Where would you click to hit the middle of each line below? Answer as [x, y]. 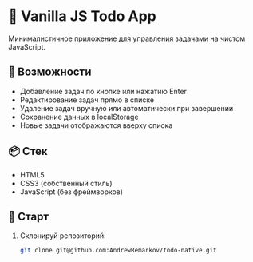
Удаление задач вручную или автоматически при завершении [126, 108]
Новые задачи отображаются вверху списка [96, 125]
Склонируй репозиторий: [63, 236]
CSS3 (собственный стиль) [66, 183]
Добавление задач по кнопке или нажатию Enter [103, 91]
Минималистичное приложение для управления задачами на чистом [127, 38]
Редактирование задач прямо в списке [87, 100]
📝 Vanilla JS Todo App [83, 16]
